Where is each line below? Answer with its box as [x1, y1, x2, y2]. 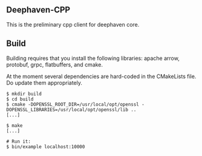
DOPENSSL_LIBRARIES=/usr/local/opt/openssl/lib [6, 106, 129, 112]
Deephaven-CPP [6, 5, 71, 15]
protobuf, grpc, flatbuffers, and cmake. [6, 60, 103, 68]
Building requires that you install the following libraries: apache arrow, [6, 54, 180, 62]
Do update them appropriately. [6, 79, 83, 86]
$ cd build [6, 96, 34, 102]
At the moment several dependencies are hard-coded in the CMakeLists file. [6, 73, 197, 80]
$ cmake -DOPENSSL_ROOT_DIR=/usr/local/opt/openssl [6, 101, 139, 108]
